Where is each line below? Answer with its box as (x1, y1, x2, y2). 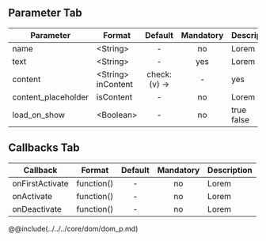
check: (146, 69, 173, 80)
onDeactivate (12, 203, 62, 214)
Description (207, 164, 253, 175)
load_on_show (12, 109, 66, 120)
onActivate (12, 190, 53, 201)
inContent (96, 78, 133, 89)
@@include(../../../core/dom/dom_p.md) (8, 224, 139, 233)
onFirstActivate (12, 178, 69, 189)
